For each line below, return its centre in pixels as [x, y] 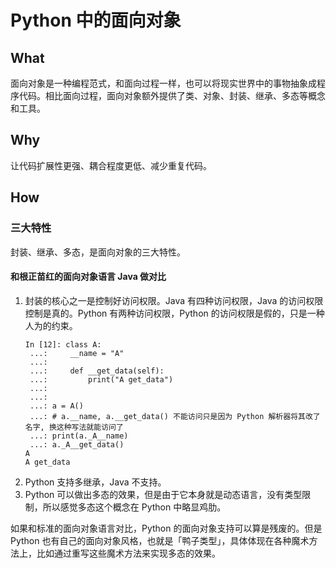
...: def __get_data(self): [97, 371]
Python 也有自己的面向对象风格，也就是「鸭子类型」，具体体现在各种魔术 [160, 540]
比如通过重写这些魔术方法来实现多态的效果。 [128, 553]
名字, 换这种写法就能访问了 [74, 427]
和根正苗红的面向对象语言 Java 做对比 [88, 277]
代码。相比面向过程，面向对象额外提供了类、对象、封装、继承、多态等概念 [172, 95]
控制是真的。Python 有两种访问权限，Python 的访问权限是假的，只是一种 [174, 313]
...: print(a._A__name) [79, 436]
